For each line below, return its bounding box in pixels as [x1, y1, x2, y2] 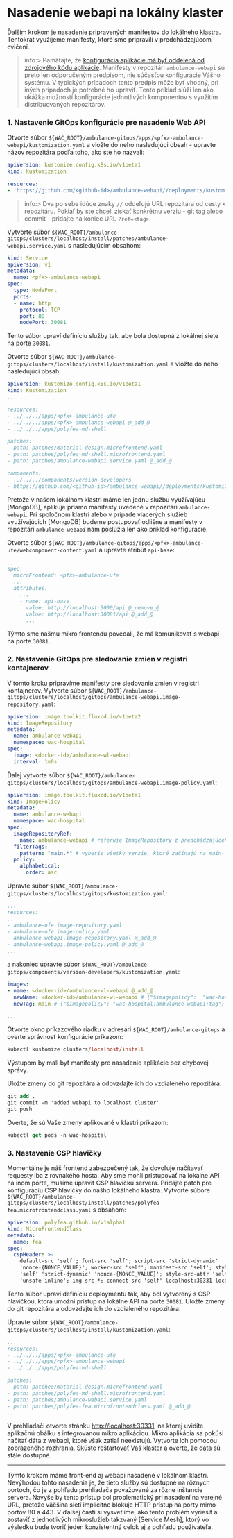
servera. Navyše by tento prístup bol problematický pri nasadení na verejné [7, 1494, 223, 1502]
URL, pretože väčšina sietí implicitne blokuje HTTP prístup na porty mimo [7, 1501, 216, 1509]
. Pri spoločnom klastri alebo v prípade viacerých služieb [25, 510, 188, 518]
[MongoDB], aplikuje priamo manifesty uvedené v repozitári [7, 502, 178, 511]
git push [7, 1106, 33, 1113]
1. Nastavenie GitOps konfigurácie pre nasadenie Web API [7, 117, 206, 127]
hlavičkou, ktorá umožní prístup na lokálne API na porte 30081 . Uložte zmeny [7, 1296, 225, 1305]
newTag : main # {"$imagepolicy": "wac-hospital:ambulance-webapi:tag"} [13, 1000, 225, 1007]
